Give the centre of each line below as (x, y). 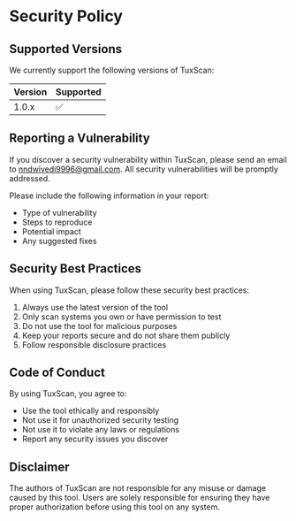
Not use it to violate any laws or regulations (100, 430)
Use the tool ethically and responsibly (91, 411)
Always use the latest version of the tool (95, 307)
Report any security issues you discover (95, 439)
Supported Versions (65, 49)
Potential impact (51, 231)
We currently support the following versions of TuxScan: (112, 70)
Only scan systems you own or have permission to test (121, 317)
